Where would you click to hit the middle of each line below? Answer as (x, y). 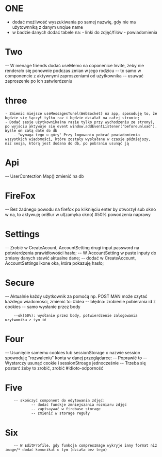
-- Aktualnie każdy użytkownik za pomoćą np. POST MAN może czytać (76, 296)
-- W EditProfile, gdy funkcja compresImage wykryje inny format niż (86, 446)
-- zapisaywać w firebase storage (66, 409)
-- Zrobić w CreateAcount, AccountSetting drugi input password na (72, 247)
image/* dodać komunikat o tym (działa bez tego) (56, 450)
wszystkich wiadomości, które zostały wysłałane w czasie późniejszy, (78, 139)
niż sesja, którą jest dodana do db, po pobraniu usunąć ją (67, 143)
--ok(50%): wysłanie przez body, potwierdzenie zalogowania (76, 315)
